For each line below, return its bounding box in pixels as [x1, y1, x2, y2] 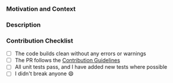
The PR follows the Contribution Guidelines [14, 57, 121, 64]
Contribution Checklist [6, 36, 73, 44]
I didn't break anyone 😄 [14, 70, 74, 77]
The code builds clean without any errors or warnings [14, 50, 147, 58]
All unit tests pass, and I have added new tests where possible [14, 63, 168, 71]
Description [6, 20, 41, 28]
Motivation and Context [6, 5, 76, 13]
